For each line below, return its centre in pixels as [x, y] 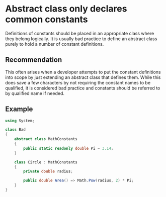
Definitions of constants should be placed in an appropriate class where [80, 33]
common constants [47, 19]
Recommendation [33, 60]
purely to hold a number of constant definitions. [55, 44]
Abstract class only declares [66, 9]
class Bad [16, 130]
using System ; [20, 121]
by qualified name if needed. [35, 93]
